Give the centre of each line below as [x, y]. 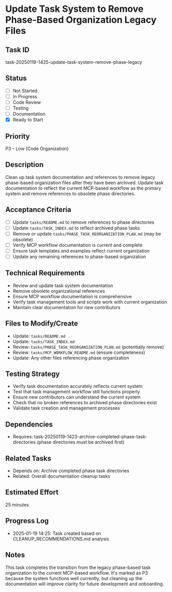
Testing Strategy [33, 374]
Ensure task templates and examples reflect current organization [81, 250]
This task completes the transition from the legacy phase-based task [78, 567]
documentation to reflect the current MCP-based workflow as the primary [83, 188]
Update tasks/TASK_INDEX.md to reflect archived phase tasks [76, 228]
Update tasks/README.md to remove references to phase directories [83, 222]
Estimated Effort [32, 492]
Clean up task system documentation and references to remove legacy [80, 177]
